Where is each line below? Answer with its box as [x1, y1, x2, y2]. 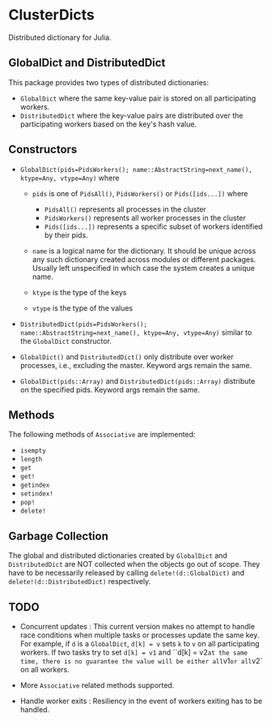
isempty [19, 447, 46, 455]
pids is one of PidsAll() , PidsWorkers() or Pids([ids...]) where [32, 188, 248, 198]
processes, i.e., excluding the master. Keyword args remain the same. [19, 360, 252, 370]
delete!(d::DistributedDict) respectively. [8, 577, 151, 586]
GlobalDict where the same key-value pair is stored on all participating [19, 93, 256, 103]
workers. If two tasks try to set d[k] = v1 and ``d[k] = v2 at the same [19, 647, 248, 657]
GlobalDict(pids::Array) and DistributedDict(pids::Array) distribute [19, 376, 256, 386]
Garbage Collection [8, 529, 109, 543]
